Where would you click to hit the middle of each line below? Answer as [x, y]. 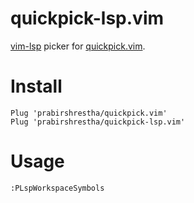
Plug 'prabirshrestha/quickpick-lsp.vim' [98, 122]
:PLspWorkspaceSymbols [57, 188]
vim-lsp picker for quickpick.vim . [78, 46]
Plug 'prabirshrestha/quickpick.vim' [89, 113]
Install [36, 86]
